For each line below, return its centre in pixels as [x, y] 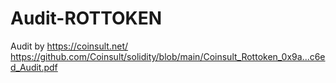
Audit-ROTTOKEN [86, 18]
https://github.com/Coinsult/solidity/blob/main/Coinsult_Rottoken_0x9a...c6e [168, 56]
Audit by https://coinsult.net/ [69, 46]
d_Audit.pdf [34, 67]
